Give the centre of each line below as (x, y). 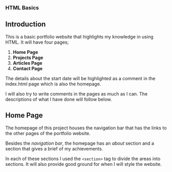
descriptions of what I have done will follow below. (59, 99)
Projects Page (28, 58)
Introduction (26, 24)
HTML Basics (22, 8)
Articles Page (27, 63)
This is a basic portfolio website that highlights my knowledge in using (80, 36)
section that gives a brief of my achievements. (54, 148)
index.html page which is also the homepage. (53, 84)
